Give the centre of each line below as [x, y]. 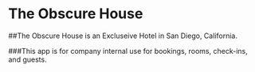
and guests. [27, 59]
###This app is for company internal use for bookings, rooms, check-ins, [128, 51]
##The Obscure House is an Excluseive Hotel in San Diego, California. [123, 36]
